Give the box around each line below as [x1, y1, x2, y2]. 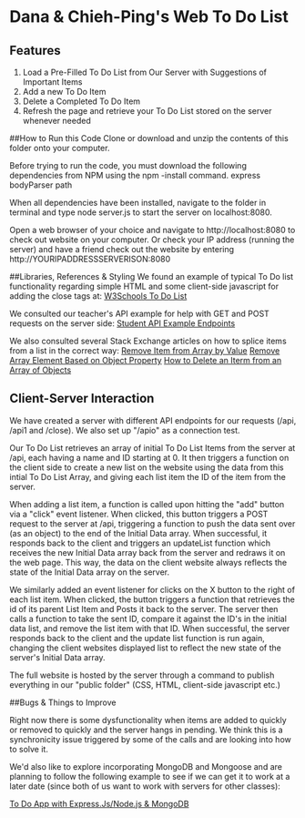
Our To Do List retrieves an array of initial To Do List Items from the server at [9, 442, 296, 453]
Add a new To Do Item [22, 87, 107, 97]
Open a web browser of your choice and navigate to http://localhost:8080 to [9, 225, 296, 235]
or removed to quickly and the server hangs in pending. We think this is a [9, 724, 284, 735]
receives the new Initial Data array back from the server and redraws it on [9, 547, 286, 557]
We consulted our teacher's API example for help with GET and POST [9, 308, 270, 319]
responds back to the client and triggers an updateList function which [9, 537, 271, 548]
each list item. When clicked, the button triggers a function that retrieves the [9, 594, 296, 605]
